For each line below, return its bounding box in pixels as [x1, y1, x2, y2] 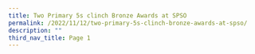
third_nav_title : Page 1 [8, 33, 91, 42]
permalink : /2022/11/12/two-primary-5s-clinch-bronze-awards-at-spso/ [8, 19, 248, 27]
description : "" [8, 26, 62, 34]
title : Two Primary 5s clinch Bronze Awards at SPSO [8, 11, 187, 20]
